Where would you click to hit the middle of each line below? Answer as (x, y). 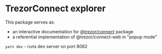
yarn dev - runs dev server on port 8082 (46, 46)
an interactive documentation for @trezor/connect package (73, 31)
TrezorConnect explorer (55, 9)
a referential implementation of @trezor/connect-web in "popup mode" (85, 37)
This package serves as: (30, 22)
